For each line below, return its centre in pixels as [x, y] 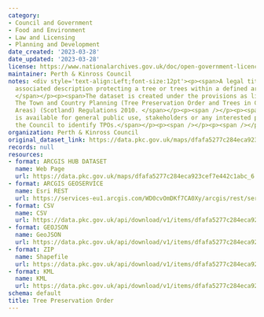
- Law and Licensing [42, 37]
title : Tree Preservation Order [61, 300]
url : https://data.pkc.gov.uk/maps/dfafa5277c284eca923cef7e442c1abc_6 [135, 177]
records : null [31, 147]
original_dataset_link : [47, 140]
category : [24, 15]
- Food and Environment [47, 30]
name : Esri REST [42, 191]
